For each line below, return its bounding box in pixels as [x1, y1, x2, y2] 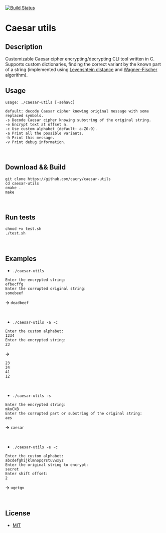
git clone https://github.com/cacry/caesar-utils [5, 176, 111, 182]
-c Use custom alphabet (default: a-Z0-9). [5, 126, 98, 131]
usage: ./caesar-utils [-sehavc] [5, 100, 75, 105]
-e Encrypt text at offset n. [5, 122, 69, 127]
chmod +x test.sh [5, 226, 42, 231]
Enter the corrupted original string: [5, 286, 86, 291]
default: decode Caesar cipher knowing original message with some [5, 108, 149, 113]
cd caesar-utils [5, 181, 39, 186]
